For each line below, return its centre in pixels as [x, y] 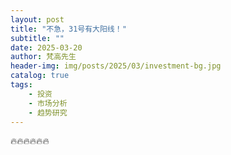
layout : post [37, 19]
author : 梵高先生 [43, 57]
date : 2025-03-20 [46, 47]
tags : [21, 85]
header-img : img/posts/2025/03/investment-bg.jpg [116, 66]
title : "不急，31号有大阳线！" [68, 29]
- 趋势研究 [48, 112]
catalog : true [40, 76]
